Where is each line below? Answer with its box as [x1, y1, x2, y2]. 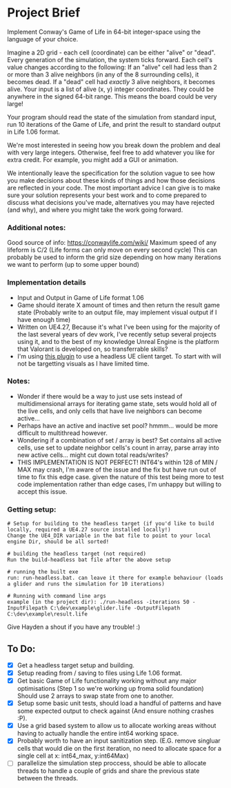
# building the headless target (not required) [7, 550, 147, 558]
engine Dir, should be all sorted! [7, 538, 110, 545]
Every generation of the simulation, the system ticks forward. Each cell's [7, 55, 212, 63]
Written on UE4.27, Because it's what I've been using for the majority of [17, 323, 221, 331]
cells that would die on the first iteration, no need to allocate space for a [17, 745, 222, 753]
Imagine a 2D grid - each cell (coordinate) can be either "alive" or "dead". [7, 48, 216, 57]
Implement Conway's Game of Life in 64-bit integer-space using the [7, 28, 201, 36]
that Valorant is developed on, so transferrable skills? [17, 345, 168, 353]
